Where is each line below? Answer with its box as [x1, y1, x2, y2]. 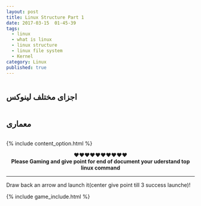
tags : [6, 25, 20, 32]
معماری [6, 119, 32, 129]
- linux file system [11, 48, 63, 54]
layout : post [6, 8, 39, 15]
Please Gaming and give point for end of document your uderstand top [11, 158, 190, 165]
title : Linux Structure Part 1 [6, 14, 84, 20]
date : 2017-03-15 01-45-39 [6, 20, 77, 26]
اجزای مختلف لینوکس [6, 92, 78, 102]
